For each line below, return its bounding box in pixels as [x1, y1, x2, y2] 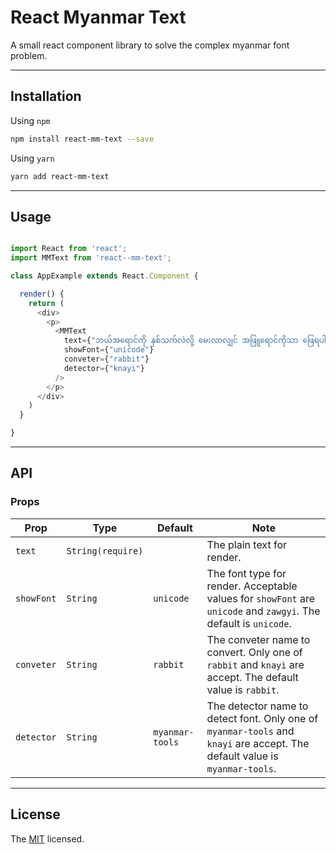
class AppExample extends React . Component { [10, 271, 199, 281]
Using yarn [10, 152, 55, 164]
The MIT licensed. [10, 832, 85, 845]
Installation [10, 88, 82, 105]
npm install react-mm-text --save [10, 134, 155, 144]
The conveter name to [206, 632, 311, 646]
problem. [10, 49, 48, 61]
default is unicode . [206, 616, 292, 630]
